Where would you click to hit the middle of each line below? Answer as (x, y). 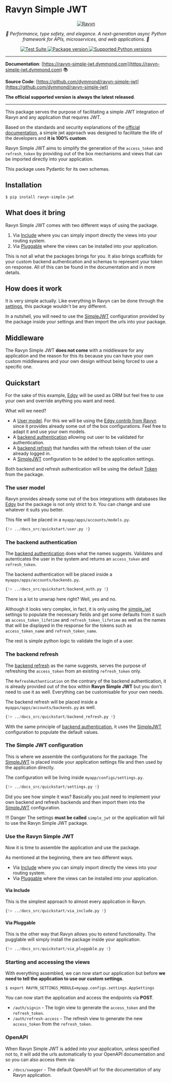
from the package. (25, 474)
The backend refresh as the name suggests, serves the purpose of (76, 665)
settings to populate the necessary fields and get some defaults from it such (86, 615)
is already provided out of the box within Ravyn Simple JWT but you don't (84, 686)
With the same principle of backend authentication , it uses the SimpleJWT (83, 727)
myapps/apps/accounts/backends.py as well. (51, 707)
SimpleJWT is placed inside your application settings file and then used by (84, 762)
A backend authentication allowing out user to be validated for (78, 437)
